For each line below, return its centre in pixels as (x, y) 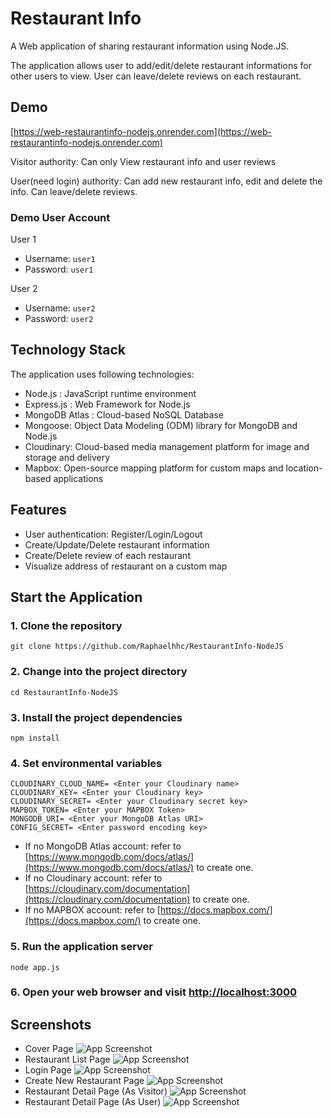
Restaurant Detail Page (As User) (93, 1102)
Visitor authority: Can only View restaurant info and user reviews (143, 161)
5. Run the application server (81, 947)
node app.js (35, 967)
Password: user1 (59, 269)
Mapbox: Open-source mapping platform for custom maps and (154, 468)
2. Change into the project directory (99, 672)
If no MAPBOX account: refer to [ (92, 910)
